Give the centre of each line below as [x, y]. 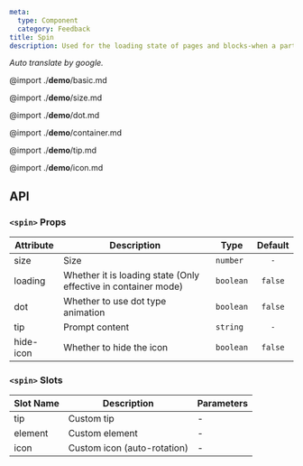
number [229, 261]
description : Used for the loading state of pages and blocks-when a [143, 46]
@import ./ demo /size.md [56, 98]
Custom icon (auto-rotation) [129, 448]
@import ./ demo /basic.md [59, 80]
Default [273, 246]
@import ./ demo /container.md [66, 133]
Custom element [103, 433]
